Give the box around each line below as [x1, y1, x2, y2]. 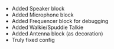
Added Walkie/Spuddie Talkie [11, 24, 84, 31]
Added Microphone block [11, 11, 74, 18]
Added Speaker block [11, 5, 65, 12]
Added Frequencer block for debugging [11, 18, 109, 24]
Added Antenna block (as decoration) [11, 30, 103, 37]
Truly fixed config [11, 37, 55, 43]
